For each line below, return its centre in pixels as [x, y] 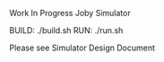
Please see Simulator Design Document [82, 48]
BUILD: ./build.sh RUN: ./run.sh [66, 30]
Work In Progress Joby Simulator [70, 13]
